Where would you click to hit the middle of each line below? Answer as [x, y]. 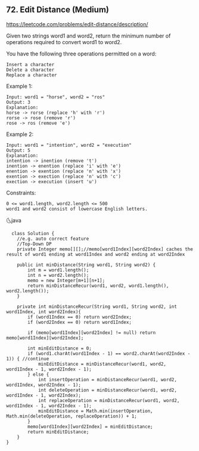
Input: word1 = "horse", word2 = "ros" [56, 97]
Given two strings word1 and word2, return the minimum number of [88, 36]
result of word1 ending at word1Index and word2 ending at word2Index [96, 254]
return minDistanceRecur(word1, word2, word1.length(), [98, 286]
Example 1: [19, 86]
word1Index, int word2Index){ [44, 312]
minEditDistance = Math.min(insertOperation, [95, 411]
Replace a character [32, 75]
